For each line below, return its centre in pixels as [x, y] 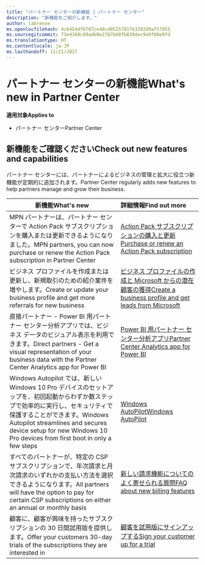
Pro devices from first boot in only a [60, 438]
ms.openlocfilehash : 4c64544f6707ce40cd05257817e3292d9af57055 [88, 29]
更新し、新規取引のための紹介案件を [62, 280]
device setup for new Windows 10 [59, 430]
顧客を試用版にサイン [151, 527]
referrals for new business [47, 305]
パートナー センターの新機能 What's [96, 84]
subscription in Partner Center [52, 260]
